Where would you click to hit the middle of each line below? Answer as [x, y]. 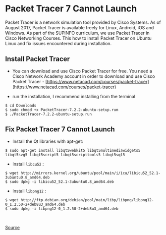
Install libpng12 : [29, 191]
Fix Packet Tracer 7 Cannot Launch [60, 129]
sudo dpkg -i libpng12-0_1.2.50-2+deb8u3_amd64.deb [64, 209]
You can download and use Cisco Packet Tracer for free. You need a [82, 71]
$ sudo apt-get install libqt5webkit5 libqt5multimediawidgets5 [73, 150]
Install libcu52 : [28, 164]
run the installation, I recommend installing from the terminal [74, 96]
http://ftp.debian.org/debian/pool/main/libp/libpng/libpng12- [87, 200]
